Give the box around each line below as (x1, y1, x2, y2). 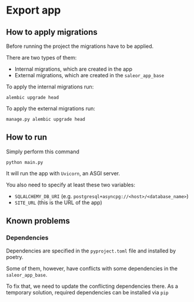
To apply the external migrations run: (6, 105, 96, 112)
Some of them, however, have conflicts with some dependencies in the (6, 265, 178, 272)
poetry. (6, 253, 24, 260)
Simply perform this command (6, 148, 79, 155)
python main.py (6, 159, 44, 165)
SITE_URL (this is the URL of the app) (14, 199, 103, 206)
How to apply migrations (6, 27, 98, 37)
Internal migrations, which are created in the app (14, 65, 132, 73)
